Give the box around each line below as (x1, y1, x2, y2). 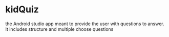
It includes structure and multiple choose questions (5, 26, 114, 32)
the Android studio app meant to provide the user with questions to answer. (5, 21, 165, 27)
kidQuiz (5, 4, 39, 15)
